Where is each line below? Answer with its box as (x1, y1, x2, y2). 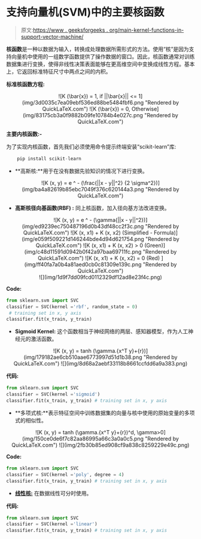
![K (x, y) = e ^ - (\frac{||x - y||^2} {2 (41, 179, 130, 186)
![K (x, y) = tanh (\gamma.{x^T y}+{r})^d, (35, 428, 136, 436)
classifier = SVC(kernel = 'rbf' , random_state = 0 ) (6, 303, 138, 310)
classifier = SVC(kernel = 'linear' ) (6, 521, 98, 527)
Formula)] (153, 229, 178, 236)
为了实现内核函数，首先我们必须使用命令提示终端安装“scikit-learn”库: (6, 143, 176, 150)
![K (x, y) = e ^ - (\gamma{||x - (53, 216, 129, 223)
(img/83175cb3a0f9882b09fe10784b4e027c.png (23, 111, 144, 118)
